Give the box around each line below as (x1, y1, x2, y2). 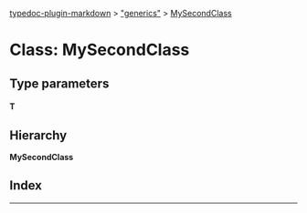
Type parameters (9, 76, 110, 91)
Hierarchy (9, 127, 68, 143)
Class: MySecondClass (9, 40, 190, 60)
